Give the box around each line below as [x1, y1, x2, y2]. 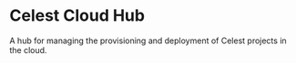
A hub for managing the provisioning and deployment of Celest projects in [9, 35, 287, 46]
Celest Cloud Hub [9, 5, 146, 26]
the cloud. [9, 44, 47, 55]
